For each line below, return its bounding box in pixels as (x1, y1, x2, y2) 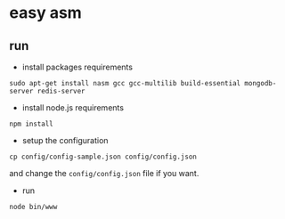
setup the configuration (21, 135, 109, 145)
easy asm (9, 3, 82, 23)
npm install (9, 119, 53, 128)
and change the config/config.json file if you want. (9, 168, 199, 178)
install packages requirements (21, 61, 134, 72)
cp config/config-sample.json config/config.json (9, 152, 198, 161)
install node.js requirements (21, 102, 125, 113)
